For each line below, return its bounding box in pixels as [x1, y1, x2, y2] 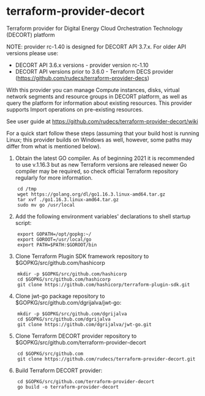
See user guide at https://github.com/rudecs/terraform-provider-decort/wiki [6, 118, 198, 125]
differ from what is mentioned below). [6, 142, 102, 150]
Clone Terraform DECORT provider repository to [15, 332, 137, 340]
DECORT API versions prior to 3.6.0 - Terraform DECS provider [15, 67, 174, 75]
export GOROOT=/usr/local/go [17, 236, 92, 243]
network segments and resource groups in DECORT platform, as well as [6, 93, 188, 100]
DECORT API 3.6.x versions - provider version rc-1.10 [15, 61, 149, 69]
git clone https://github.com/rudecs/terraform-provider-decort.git [17, 356, 196, 362]
